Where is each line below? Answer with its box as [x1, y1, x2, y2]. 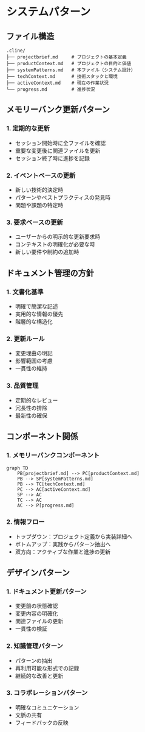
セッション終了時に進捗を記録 [15, 154, 90, 161]
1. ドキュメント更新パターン [6, 587, 87, 596]
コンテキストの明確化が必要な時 [15, 241, 95, 248]
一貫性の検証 [15, 625, 47, 633]
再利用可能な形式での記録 [15, 664, 79, 672]
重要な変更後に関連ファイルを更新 [15, 147, 101, 154]
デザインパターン [6, 567, 70, 578]
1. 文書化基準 [6, 287, 44, 296]
